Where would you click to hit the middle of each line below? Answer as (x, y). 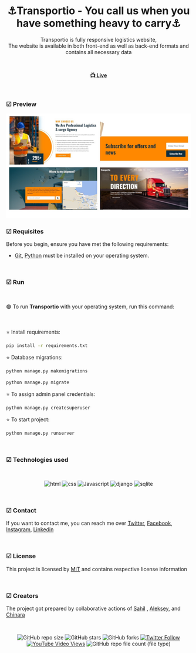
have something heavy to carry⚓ (99, 23)
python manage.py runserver (40, 433)
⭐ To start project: (28, 419)
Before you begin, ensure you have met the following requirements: (87, 244)
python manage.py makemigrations (47, 371)
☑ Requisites (25, 231)
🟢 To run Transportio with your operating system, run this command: (90, 306)
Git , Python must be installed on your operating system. (82, 256)
